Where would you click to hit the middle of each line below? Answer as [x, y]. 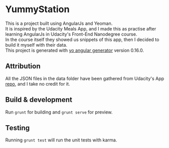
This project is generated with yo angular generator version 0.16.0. [75, 50]
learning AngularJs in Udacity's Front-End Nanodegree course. [71, 34]
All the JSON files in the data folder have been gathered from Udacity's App [85, 78]
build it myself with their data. [36, 45]
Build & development [39, 100]
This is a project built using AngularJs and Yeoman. [59, 23]
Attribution [23, 66]
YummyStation [37, 9]
